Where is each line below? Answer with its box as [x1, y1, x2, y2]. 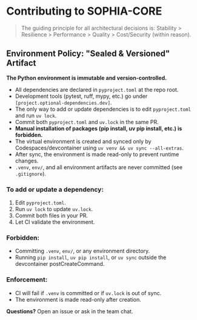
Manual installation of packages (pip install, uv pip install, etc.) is [15, 125, 182, 132]
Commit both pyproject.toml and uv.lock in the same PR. [15, 118, 159, 125]
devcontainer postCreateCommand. [15, 260, 105, 268]
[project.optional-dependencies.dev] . [15, 99, 112, 106]
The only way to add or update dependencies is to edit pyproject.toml [15, 105, 192, 113]
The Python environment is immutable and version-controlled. [6, 74, 167, 82]
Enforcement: [6, 276, 48, 284]
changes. [15, 157, 39, 164]
